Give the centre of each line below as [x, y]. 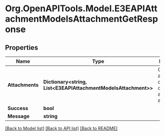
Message [19, 116]
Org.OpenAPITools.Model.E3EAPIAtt [81, 9]
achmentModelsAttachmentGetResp [82, 19]
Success [18, 108]
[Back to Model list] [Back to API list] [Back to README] [61, 128]
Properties [22, 47]
